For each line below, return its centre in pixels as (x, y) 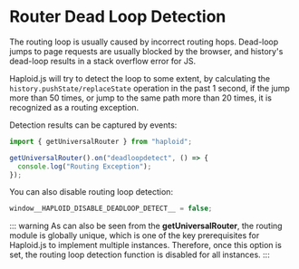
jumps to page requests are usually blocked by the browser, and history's (146, 51)
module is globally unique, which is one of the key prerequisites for (135, 235)
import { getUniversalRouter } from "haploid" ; (101, 141)
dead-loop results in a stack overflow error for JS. (103, 61)
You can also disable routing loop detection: (92, 192)
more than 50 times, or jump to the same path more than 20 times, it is (140, 98)
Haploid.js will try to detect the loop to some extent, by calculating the (140, 78)
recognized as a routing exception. (74, 107)
